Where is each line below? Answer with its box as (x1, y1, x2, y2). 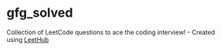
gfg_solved (6, 5, 73, 21)
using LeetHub (6, 35, 49, 43)
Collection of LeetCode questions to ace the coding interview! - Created (6, 28, 216, 36)
